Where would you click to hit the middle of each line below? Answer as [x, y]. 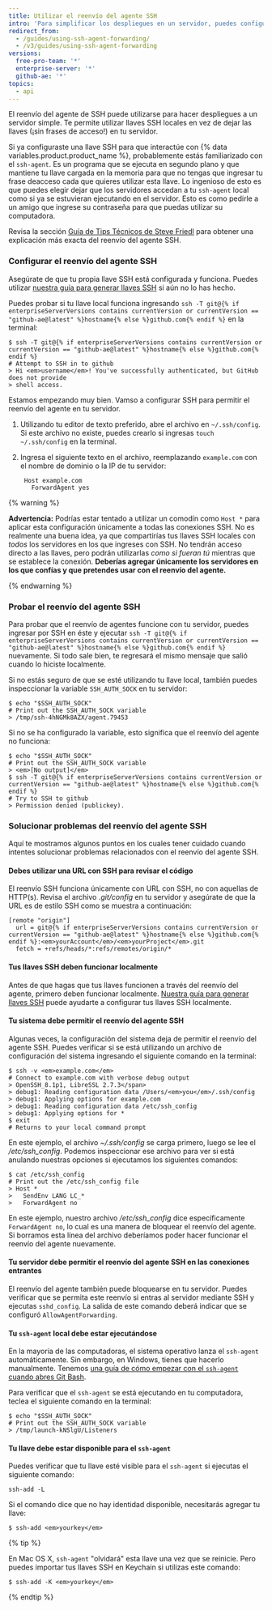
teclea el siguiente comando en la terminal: [80, 1401]
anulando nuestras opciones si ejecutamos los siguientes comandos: [123, 1160]
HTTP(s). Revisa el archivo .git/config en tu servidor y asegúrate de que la [132, 897]
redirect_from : [34, 31]
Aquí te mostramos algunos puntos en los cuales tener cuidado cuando [127, 844]
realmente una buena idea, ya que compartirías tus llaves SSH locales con [132, 535]
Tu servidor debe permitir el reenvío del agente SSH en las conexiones [129, 1262]
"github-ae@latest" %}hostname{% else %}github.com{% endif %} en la [126, 319]
